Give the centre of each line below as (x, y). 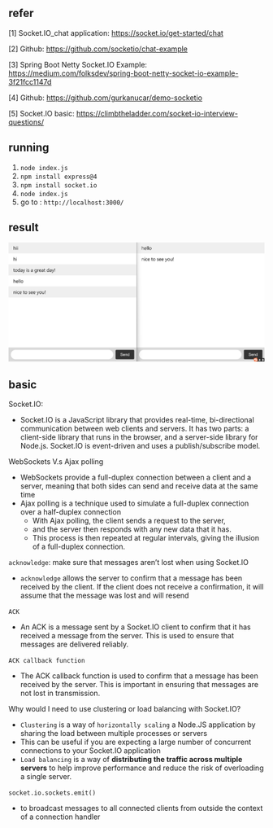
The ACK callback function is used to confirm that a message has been (139, 676)
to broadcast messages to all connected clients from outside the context (141, 808)
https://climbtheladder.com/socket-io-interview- (157, 113)
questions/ (26, 122)
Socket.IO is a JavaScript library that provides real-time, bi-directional (137, 420)
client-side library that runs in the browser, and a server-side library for (139, 437)
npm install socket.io (58, 185)
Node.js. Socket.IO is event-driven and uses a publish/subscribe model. (140, 446)
